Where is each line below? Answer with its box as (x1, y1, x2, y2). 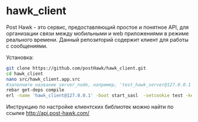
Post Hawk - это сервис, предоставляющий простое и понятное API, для (6, 24, 189, 31)
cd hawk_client (6, 71, 44, 77)
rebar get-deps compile (6, 87, 65, 93)
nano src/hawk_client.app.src (6, 76, 81, 82)
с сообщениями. (6, 42, 48, 50)
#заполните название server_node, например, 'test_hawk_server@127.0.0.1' (6, 81, 194, 88)
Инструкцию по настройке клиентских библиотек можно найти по (6, 103, 174, 110)
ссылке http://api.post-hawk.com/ (6, 110, 90, 117)
